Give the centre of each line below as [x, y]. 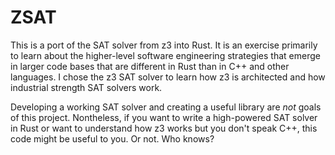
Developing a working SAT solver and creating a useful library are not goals [166, 107]
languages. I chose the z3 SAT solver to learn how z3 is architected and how [168, 77]
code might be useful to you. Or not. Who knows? [112, 138]
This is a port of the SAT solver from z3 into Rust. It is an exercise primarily [164, 45]
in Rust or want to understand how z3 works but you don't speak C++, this [164, 128]
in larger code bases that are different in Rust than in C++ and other [150, 66]
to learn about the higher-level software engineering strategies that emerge [165, 55]
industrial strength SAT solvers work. [86, 87]
